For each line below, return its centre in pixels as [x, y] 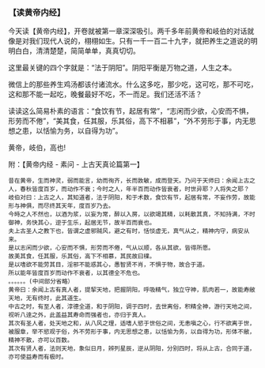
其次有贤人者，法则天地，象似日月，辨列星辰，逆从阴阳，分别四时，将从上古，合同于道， [132, 349]
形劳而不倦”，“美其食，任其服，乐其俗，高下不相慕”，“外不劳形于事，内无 [129, 121]
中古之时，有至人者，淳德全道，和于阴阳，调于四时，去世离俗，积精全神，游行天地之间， [132, 307]
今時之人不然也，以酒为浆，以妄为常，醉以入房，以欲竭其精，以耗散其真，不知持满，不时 [132, 215]
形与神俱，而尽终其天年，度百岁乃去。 [61, 206]
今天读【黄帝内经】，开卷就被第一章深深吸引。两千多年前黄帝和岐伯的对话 [128, 31]
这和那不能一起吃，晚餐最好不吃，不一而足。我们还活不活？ [105, 94]
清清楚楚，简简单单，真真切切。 [87, 51]
